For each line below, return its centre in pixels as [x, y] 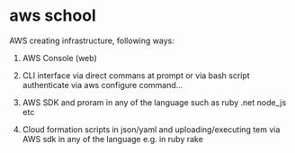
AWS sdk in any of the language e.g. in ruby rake [113, 139]
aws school [53, 16]
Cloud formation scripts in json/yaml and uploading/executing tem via [151, 129]
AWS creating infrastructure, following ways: [92, 40]
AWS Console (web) [59, 58]
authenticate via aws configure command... [103, 85]
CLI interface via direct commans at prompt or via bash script [136, 75]
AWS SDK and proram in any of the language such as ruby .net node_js [154, 102]
